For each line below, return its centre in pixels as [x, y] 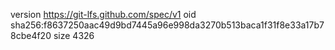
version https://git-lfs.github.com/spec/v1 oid [103, 14]
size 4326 [74, 35]
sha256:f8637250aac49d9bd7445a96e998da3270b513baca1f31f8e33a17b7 [167, 25]
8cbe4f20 [31, 35]
